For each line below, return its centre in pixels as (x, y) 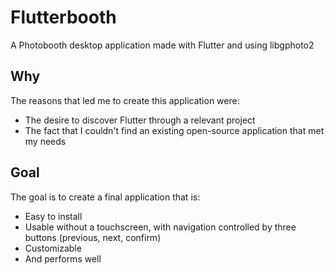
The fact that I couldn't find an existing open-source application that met (174, 130)
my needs (45, 141)
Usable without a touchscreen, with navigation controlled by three (160, 227)
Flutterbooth (63, 17)
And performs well (63, 258)
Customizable (53, 248)
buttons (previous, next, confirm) (93, 237)
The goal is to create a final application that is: (105, 197)
